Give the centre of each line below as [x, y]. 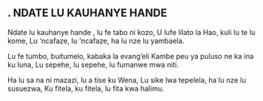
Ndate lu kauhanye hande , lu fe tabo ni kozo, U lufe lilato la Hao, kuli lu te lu [131, 32]
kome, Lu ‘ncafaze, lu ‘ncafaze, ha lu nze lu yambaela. [96, 41]
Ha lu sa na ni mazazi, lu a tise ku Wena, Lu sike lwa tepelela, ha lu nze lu [127, 80]
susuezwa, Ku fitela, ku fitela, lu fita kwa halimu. [86, 88]
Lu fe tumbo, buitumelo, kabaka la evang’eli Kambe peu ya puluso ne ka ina [131, 56]
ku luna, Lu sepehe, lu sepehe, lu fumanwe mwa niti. [93, 64]
